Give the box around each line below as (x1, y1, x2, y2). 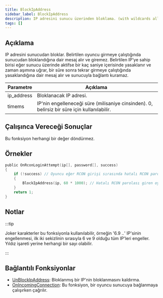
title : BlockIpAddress (5, 7, 51, 12)
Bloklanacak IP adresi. (37, 92, 87, 99)
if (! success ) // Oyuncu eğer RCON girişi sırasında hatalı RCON (14, 171, 149, 177)
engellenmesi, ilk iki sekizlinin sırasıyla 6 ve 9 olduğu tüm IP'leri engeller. (5, 235, 150, 241)
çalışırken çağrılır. (12, 287, 48, 293)
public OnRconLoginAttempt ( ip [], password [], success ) (5, 163, 118, 168)
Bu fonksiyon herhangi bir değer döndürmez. (5, 135, 95, 141)
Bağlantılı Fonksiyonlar (5, 264, 76, 272)
